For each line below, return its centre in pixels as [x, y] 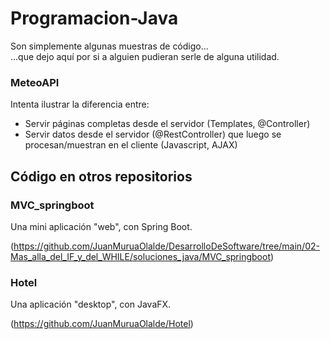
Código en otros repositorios [101, 176]
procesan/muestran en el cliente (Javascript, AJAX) [131, 145]
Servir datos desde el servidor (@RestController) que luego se [153, 134]
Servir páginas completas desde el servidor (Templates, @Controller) [167, 124]
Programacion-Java [94, 18]
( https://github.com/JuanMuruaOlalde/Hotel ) [102, 324]
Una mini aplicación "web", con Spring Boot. [101, 226]
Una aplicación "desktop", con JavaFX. [91, 304]
